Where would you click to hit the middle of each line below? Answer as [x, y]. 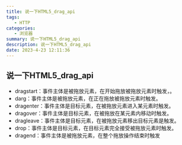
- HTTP [22, 22]
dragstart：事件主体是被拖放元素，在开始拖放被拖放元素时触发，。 [95, 91]
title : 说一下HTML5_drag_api [41, 12]
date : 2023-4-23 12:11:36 [38, 50]
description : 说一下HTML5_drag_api [49, 45]
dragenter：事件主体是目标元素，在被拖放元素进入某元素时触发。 [94, 106]
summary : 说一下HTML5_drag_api [44, 39]
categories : [21, 28]
